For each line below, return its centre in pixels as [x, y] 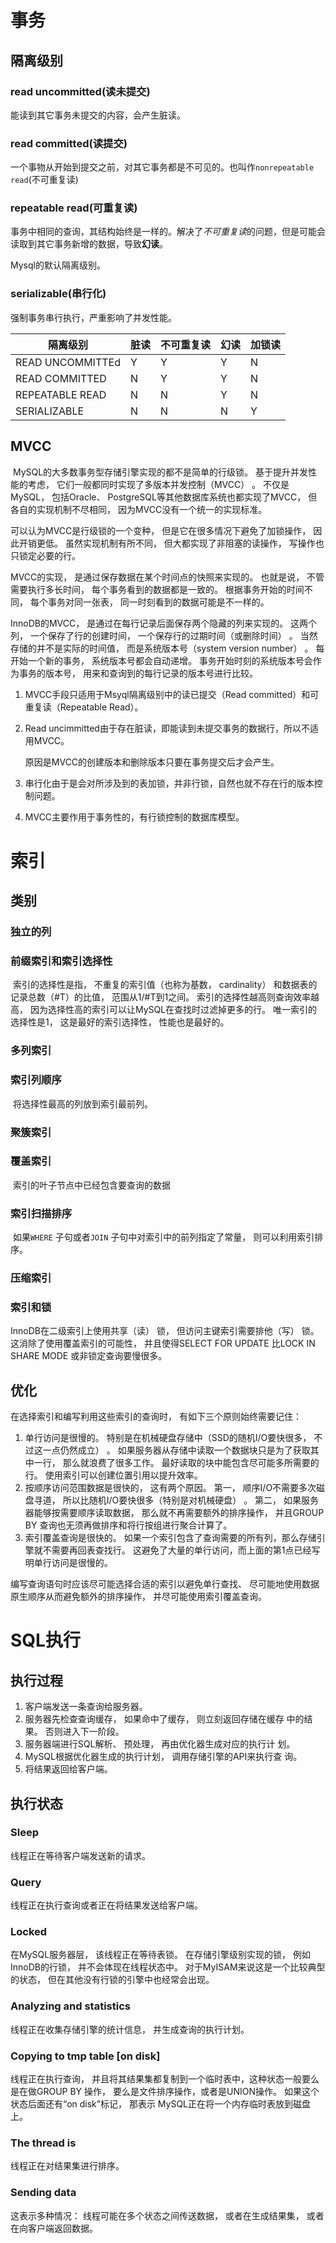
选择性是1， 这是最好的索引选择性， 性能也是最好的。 [120, 1022]
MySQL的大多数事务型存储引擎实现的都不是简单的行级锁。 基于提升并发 [160, 472]
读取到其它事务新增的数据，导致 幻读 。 [89, 244]
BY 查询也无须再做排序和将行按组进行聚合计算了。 [128, 1525]
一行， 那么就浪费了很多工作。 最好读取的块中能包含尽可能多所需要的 [176, 1463]
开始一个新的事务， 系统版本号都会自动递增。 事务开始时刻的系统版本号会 [161, 660]
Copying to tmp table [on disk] [85, 2056]
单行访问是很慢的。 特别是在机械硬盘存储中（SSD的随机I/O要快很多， [168, 1438]
